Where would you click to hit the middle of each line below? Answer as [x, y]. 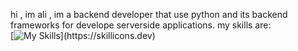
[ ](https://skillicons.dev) [83, 35]
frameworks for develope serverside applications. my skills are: [141, 25]
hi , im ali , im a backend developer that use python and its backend [149, 14]
